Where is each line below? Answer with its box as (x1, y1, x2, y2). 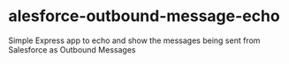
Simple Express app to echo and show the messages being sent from (8, 35, 261, 46)
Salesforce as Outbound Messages (8, 44, 136, 54)
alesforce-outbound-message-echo (8, 6, 280, 26)
